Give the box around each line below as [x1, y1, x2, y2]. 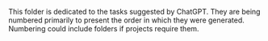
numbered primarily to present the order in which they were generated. [8, 15, 245, 25]
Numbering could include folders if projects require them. [8, 24, 199, 33]
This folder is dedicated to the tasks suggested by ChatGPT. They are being [8, 7, 261, 16]
